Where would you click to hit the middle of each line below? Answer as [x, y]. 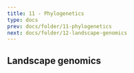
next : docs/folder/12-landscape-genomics [67, 33]
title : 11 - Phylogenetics [46, 13]
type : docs [23, 20]
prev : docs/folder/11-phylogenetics [59, 26]
